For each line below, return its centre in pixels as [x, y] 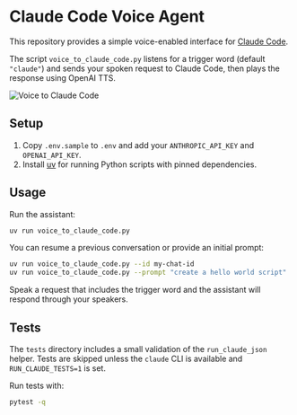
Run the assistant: [43, 214]
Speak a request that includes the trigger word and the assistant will [135, 290]
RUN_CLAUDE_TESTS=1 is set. [57, 368]
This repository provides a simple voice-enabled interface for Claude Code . [149, 41]
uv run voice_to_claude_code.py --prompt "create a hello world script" [148, 273]
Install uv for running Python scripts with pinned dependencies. [140, 164]
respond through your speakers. [69, 299]
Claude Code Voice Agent [107, 17]
